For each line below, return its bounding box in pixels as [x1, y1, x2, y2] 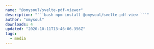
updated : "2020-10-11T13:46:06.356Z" [5, 27, 86, 32]
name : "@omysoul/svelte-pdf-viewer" [5, 7, 83, 13]
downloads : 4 [5, 21, 33, 27]
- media [10, 36, 27, 41]
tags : [5, 31, 17, 36]
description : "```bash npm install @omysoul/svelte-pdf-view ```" [5, 12, 149, 17]
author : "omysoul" [5, 17, 44, 22]
